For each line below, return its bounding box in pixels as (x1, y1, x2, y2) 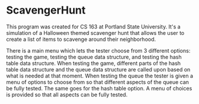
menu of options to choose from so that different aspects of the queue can (6, 78, 189, 86)
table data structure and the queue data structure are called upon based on (6, 66, 191, 73)
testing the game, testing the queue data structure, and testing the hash (6, 53, 182, 60)
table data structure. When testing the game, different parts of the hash (6, 60, 181, 67)
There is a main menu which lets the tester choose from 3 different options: (6, 47, 191, 54)
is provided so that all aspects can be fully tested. (6, 91, 128, 98)
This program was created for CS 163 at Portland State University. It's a (6, 23, 181, 30)
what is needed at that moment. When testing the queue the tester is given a (6, 72, 194, 79)
